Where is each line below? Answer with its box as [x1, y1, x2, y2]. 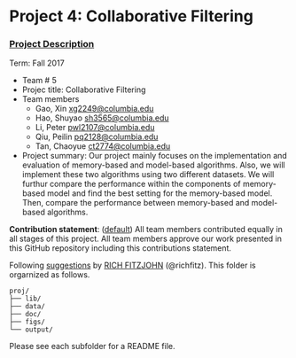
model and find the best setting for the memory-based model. [47, 188, 273, 198]
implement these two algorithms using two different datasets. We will [21, 169, 275, 180]
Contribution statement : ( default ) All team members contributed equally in [9, 224, 284, 235]
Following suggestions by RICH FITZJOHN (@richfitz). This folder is [9, 260, 256, 271]
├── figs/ [9, 317, 46, 327]
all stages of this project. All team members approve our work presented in [9, 233, 282, 245]
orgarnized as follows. [9, 269, 90, 280]
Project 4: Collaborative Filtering [9, 6, 254, 27]
